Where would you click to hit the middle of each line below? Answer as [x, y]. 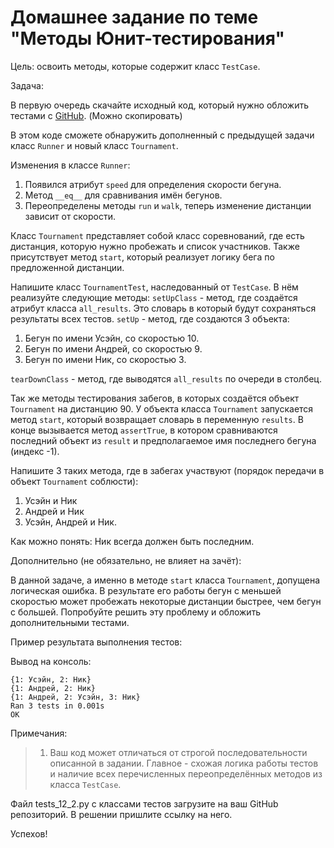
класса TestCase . [85, 784]
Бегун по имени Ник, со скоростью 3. [105, 359]
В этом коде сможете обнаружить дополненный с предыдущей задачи [162, 135]
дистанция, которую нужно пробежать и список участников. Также [155, 246]
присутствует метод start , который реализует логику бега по [142, 257]
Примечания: [39, 733]
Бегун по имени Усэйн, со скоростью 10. [112, 338]
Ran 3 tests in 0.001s [57, 706]
